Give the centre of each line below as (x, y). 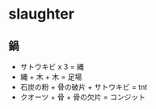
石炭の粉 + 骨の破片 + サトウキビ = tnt (84, 87)
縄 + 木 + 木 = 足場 (51, 77)
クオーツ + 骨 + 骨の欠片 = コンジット (82, 97)
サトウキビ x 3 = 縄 (52, 67)
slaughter (42, 14)
